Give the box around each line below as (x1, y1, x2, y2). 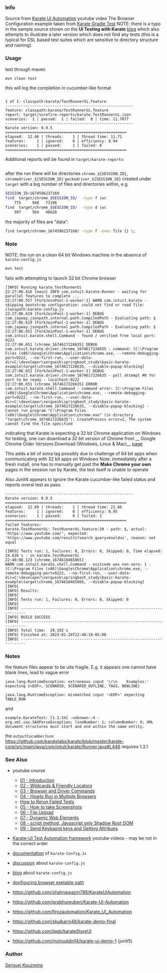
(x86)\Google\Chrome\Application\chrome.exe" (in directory (5, 412, 134, 418)
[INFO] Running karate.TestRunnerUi (5, 285, 82, 290)
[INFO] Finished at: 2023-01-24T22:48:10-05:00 (5, 632, 107, 637)
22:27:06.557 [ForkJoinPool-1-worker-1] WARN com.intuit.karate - (5, 298, 147, 303)
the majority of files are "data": (5, 218, 69, 225)
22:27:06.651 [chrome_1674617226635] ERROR (5, 381, 98, 386)
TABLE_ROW (5, 697, 26, 702)
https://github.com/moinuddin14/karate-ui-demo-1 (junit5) (12, 938, 133, 944)
